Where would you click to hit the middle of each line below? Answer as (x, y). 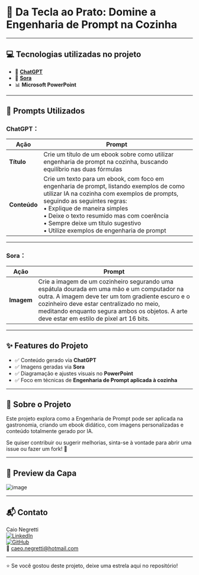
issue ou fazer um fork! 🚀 (37, 449)
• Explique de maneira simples (86, 208)
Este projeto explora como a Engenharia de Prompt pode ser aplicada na (95, 419)
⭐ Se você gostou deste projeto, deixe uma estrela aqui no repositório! (92, 566)
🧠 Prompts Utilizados (46, 111)
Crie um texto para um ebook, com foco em (104, 179)
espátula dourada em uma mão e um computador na (111, 289)
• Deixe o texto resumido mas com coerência (106, 216)
